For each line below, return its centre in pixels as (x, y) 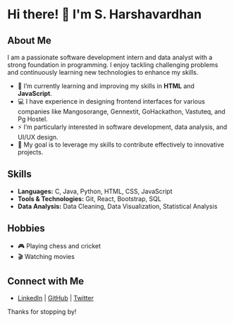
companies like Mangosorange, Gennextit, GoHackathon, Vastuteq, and (121, 111)
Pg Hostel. (32, 119)
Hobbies (26, 228)
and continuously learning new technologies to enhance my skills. (103, 72)
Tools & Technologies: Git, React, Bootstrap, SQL (90, 199)
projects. (30, 152)
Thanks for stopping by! (42, 312)
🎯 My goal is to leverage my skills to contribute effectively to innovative (121, 145)
